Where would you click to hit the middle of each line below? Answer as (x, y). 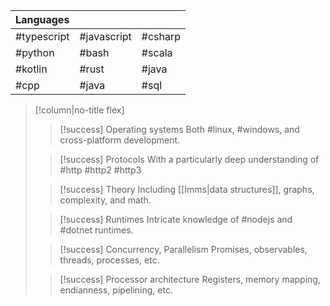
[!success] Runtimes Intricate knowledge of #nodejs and (176, 219)
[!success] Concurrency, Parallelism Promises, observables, (183, 249)
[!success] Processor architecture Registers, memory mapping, (190, 279)
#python (35, 52)
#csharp (161, 36)
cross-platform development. (120, 140)
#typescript (42, 36)
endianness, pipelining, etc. (116, 290)
